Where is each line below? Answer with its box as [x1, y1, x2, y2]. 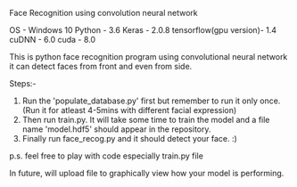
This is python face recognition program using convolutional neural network [9, 52, 288, 61]
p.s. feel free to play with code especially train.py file [9, 150, 203, 161]
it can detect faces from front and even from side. [9, 61, 193, 71]
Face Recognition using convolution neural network [9, 8, 198, 18]
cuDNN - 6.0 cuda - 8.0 [9, 35, 96, 45]
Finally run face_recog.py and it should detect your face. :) [21, 134, 238, 143]
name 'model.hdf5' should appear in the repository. [21, 124, 211, 134]
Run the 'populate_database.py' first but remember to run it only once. [21, 95, 281, 106]
